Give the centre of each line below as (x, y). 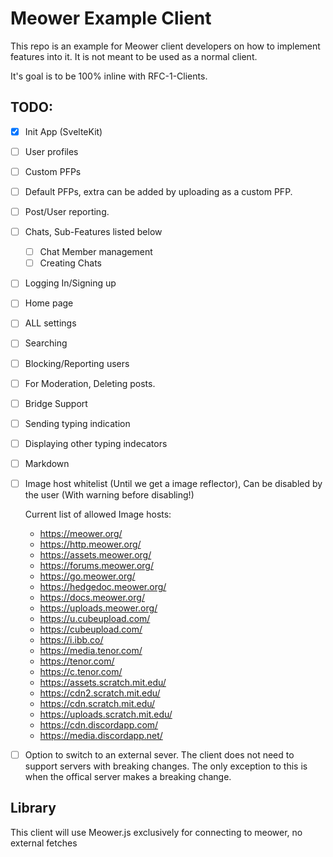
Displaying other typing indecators (96, 443)
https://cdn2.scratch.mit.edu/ (100, 693)
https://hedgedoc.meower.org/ (103, 586)
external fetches (44, 843)
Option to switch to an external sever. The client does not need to (159, 754)
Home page (49, 303)
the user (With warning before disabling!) (109, 494)
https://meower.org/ (81, 533)
